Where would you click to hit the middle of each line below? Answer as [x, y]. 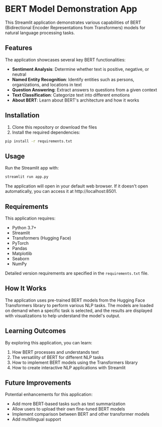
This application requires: [30, 218]
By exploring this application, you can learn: [49, 342]
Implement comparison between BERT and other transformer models [81, 414]
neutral [19, 74]
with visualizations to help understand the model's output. [63, 316]
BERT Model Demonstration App [71, 9]
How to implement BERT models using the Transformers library [75, 362]
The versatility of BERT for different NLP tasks [58, 357]
